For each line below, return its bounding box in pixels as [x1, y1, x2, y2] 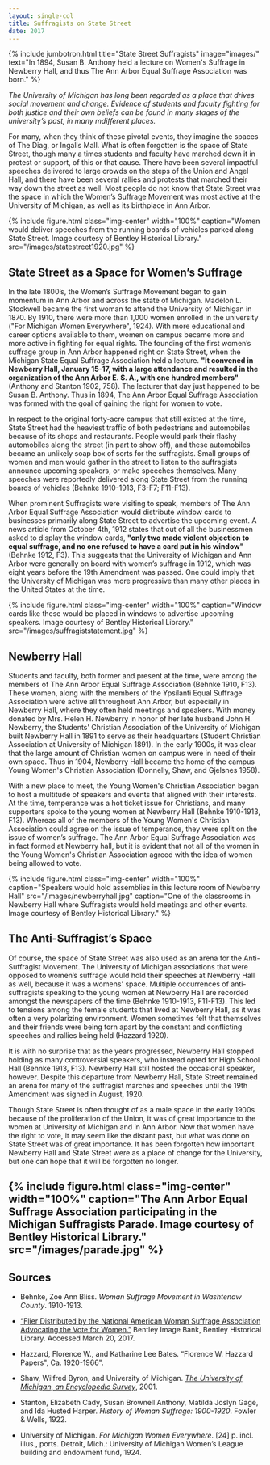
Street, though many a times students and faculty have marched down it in [8, 149, 256, 158]
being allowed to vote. [8, 859, 82, 868]
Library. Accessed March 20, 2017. [19, 1333, 135, 1343]
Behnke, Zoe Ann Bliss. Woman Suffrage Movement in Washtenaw [19, 1292, 242, 1302]
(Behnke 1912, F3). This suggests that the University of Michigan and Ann [8, 551, 252, 560]
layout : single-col [8, 11, 74, 20]
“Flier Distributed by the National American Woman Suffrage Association [19, 1316, 261, 1326]
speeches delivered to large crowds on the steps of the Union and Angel [8, 167, 249, 176]
